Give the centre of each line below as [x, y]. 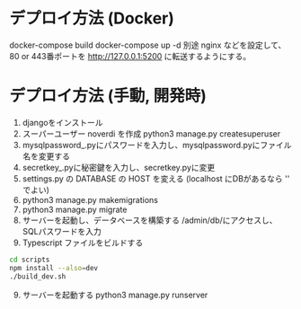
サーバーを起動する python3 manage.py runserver [115, 295]
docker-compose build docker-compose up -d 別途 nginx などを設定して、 [148, 45]
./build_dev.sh [38, 276]
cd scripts [30, 260]
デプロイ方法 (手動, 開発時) [108, 96]
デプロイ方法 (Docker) [92, 18]
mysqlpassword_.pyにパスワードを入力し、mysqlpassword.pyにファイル [157, 145]
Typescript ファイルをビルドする [83, 243]
